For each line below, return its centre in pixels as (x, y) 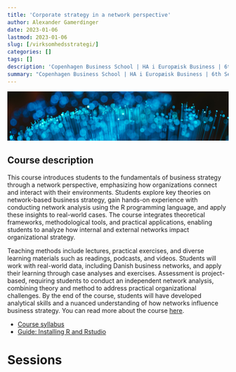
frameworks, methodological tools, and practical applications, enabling (110, 222)
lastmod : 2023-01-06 (38, 37)
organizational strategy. (41, 237)
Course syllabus (41, 324)
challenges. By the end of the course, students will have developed (104, 295)
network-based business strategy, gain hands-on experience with (103, 200)
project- (213, 273)
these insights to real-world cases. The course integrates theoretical (106, 214)
